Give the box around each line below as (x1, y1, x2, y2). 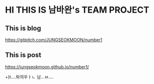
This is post (5, 51, 42, 59)
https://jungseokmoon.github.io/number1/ (5, 64, 89, 69)
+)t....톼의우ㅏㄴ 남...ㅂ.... (5, 74, 54, 80)
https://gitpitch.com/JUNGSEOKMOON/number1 (5, 37, 103, 43)
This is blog (5, 24, 42, 32)
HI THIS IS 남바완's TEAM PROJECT (5, 4, 150, 16)
